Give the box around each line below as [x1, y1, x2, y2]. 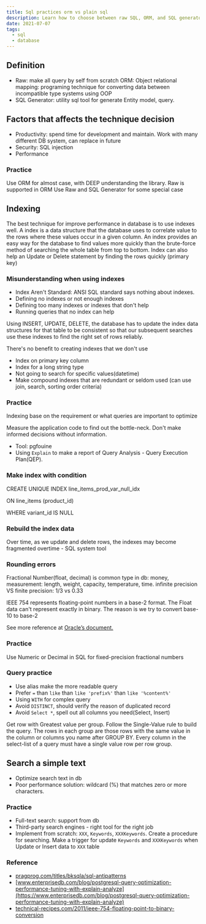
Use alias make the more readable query [15, 682, 118, 690]
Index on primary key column [15, 357, 89, 365]
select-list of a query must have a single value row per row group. [6, 740, 173, 748]
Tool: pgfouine [15, 443, 52, 450]
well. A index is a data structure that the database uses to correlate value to [6, 226, 197, 234]
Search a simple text [6, 758, 86, 768]
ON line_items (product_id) [6, 497, 74, 504]
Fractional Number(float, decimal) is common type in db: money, [6, 574, 169, 582]
